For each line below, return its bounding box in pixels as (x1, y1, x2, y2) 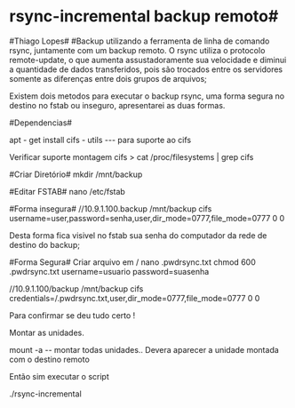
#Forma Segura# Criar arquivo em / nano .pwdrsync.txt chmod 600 (9, 256, 256, 268)
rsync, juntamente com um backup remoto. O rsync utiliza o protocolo (9, 44, 266, 55)
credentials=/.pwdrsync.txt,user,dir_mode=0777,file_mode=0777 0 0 (9, 292, 260, 303)
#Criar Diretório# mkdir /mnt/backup (9, 169, 143, 180)
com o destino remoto (9, 354, 91, 364)
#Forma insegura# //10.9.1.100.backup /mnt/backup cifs (9, 203, 212, 214)
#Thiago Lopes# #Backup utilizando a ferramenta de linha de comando (9, 36, 270, 46)
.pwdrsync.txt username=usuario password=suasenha (9, 266, 210, 276)
